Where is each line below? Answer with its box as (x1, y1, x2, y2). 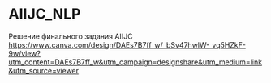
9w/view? (8, 48, 41, 58)
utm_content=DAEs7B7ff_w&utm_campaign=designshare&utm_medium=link (8, 57, 262, 67)
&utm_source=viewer (8, 65, 80, 75)
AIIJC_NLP (8, 5, 81, 23)
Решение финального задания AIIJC (8, 31, 133, 41)
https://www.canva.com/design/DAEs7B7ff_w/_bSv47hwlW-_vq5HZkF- (8, 39, 246, 49)
